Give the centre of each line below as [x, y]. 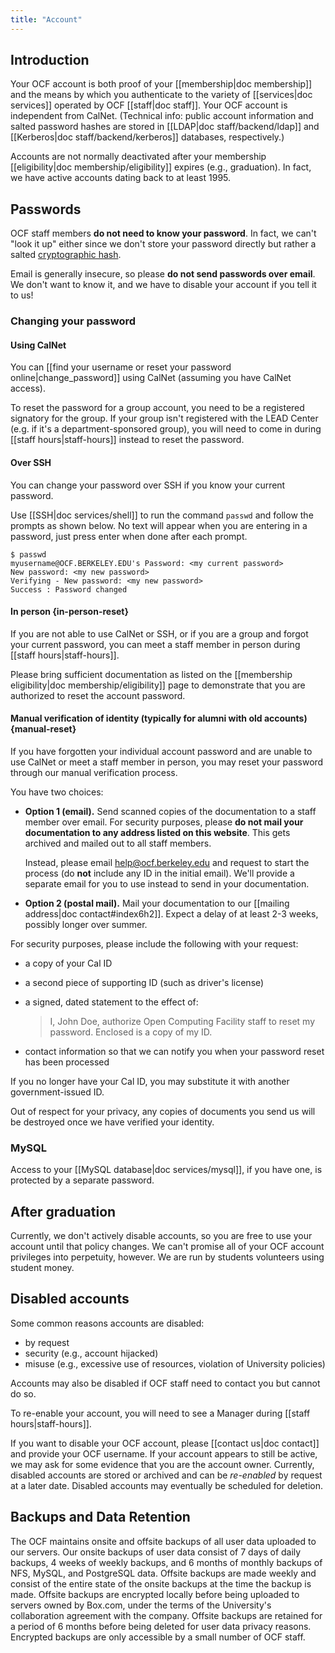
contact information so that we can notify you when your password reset [174, 1051]
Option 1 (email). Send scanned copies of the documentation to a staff [170, 811]
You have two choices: [57, 792]
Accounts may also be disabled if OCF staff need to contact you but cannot [165, 1383]
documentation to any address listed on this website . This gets [157, 832]
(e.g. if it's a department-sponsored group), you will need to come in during [166, 429]
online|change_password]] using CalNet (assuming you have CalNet [151, 378]
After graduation [63, 1211]
